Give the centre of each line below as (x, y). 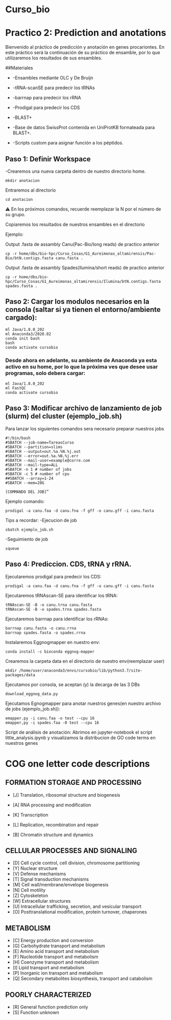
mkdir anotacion (22, 180)
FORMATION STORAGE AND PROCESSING (74, 783)
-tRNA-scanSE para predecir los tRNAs (54, 88)
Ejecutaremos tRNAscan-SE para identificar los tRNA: (62, 595)
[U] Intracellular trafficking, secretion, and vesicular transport (77, 907)
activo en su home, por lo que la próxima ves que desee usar (82, 366)
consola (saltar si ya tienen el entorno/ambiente (83, 310)
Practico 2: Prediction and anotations (86, 33)
